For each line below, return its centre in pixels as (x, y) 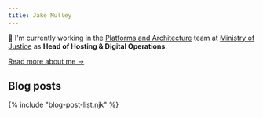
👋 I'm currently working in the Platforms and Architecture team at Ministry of (131, 38)
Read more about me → (46, 61)
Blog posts (35, 86)
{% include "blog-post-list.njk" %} (64, 105)
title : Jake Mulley (40, 15)
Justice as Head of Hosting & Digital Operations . (88, 46)
